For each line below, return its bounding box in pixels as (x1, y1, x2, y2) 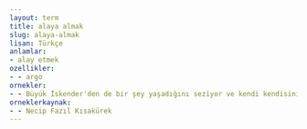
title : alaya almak (9, 22, 84, 31)
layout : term (9, 13, 59, 23)
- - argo (9, 73, 43, 82)
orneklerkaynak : (9, 97, 71, 107)
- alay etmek (9, 55, 59, 64)
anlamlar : (9, 47, 48, 56)
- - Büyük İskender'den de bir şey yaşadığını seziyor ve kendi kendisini (9, 89, 301, 98)
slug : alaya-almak (9, 30, 79, 39)
